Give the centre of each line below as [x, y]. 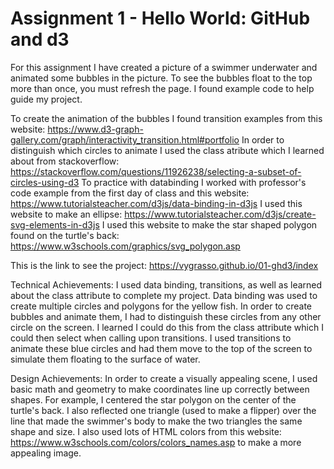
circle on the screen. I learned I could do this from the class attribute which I [167, 327]
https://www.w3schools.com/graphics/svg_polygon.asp [125, 246]
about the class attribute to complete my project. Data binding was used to [164, 295]
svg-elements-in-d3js [55, 224]
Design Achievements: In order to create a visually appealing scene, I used [164, 378]
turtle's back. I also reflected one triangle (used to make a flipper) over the [163, 410]
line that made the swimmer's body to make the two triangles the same [156, 421]
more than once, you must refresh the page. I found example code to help [162, 88]
